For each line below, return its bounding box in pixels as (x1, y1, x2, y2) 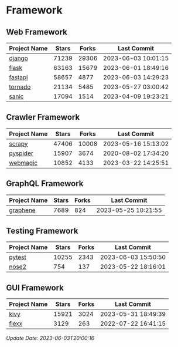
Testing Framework (6, 226, 78, 236)
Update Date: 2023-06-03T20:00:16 (6, 335, 95, 342)
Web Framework (6, 27, 67, 37)
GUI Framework (6, 282, 64, 292)
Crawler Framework (6, 112, 80, 122)
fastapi (9, 73, 28, 81)
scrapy (9, 139, 28, 147)
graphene (9, 206, 36, 214)
